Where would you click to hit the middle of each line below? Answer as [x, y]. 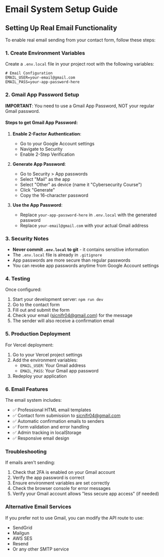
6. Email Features [27, 389]
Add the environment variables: [45, 360]
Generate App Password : [39, 164]
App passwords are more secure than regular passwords [71, 260]
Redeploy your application [39, 376]
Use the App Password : [37, 205]
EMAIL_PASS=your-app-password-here [43, 82]
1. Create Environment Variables [45, 53]
